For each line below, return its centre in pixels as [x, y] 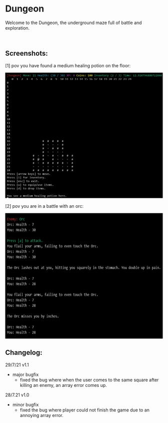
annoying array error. [41, 415]
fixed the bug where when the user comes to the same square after [89, 380]
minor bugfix [25, 404]
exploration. [17, 28]
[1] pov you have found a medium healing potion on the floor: [68, 65]
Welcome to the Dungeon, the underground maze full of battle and [73, 23]
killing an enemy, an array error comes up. [63, 385]
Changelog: [24, 353]
